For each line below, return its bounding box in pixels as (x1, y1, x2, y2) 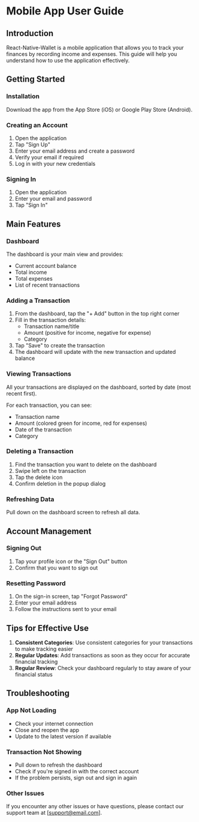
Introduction (6, 28, 54, 38)
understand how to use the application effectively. (6, 57, 130, 64)
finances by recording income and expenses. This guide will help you (6, 50, 177, 58)
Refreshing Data (6, 495, 55, 503)
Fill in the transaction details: (14, 317, 86, 324)
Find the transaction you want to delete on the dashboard (14, 461, 157, 468)
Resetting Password (6, 579, 66, 587)
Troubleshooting (6, 688, 70, 698)
